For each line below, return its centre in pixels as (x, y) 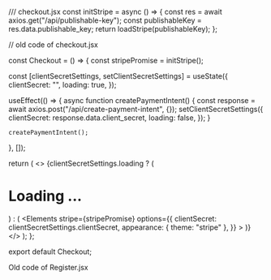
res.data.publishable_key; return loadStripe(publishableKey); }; (113, 29)
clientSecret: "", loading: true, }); (62, 85)
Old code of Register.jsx (48, 267)
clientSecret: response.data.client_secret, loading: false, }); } (110, 118)
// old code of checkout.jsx (54, 45)
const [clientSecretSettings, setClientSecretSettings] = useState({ (118, 76)
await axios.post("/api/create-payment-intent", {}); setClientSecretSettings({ (136, 109)
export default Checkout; (50, 252)
